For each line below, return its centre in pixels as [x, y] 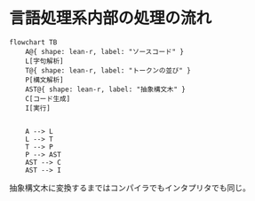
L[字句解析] [44, 61]
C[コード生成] [48, 98]
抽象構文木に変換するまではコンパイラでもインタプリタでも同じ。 [130, 188]
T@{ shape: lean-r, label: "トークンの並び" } [108, 70]
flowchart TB [33, 42]
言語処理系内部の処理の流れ [111, 18]
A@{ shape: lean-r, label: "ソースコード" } [105, 51]
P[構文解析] [44, 80]
